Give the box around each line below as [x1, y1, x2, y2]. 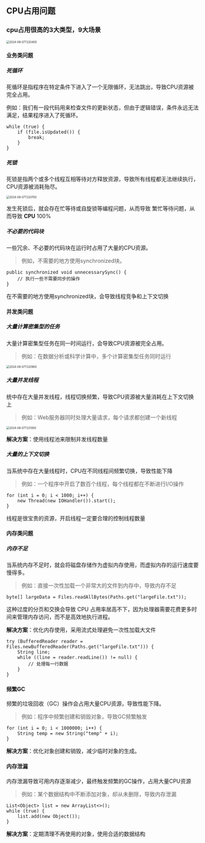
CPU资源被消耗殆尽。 [6, 183, 61, 191]
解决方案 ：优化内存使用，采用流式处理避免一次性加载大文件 [6, 626, 156, 634]
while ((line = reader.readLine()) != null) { [17, 655, 138, 661]
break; [28, 134, 45, 141]
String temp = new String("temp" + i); [17, 731, 119, 737]
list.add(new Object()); [17, 813, 81, 819]
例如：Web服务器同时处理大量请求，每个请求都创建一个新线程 [21, 413, 178, 421]
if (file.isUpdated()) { [17, 129, 81, 136]
